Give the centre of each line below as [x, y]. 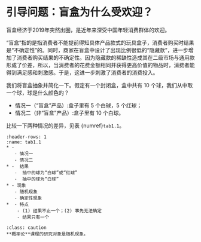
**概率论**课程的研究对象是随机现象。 [47, 234]
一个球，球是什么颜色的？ [38, 93]
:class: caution [26, 228]
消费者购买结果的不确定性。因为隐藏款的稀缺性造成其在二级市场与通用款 [106, 57]
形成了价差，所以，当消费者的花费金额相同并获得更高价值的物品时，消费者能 [100, 65]
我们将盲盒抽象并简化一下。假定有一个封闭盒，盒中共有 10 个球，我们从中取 [100, 85]
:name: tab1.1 [24, 142]
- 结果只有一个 [33, 217]
